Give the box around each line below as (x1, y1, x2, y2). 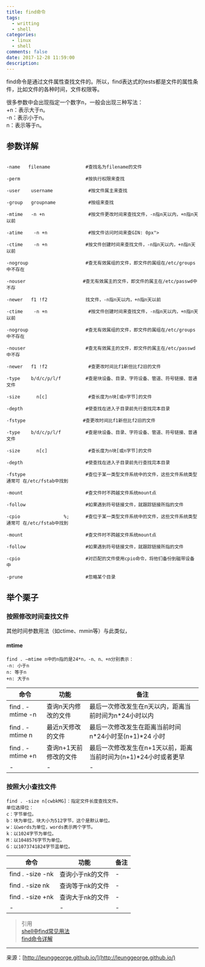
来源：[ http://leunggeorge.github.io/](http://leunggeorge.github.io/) (6, 954, 176, 961)
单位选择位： (6, 804, 34, 811)
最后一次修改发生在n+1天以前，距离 (89, 744, 193, 752)
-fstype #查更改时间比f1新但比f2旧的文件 (6, 417, 156, 424)
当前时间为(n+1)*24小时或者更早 (89, 753, 185, 761)
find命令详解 (21, 935, 53, 943)
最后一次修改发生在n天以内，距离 (89, 702, 185, 711)
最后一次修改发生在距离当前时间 (89, 723, 181, 731)
